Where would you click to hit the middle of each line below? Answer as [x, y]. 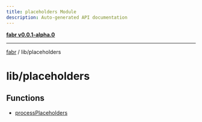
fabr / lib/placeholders [34, 52]
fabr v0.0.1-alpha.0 [31, 34]
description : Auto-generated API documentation [67, 17]
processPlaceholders [41, 112]
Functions [26, 98]
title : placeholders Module [41, 12]
